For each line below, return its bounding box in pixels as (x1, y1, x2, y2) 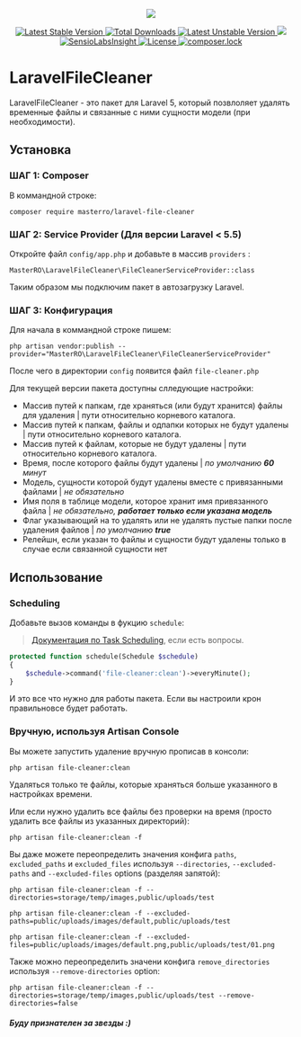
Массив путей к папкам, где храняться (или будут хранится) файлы (22, 400, 283, 411)
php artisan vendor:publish (9, 342, 115, 351)
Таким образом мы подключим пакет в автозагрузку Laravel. (9, 282, 244, 292)
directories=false (9, 998, 78, 1007)
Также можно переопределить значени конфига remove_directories (9, 956, 270, 967)
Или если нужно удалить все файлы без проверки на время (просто (9, 806, 272, 817)
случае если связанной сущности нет (22, 544, 168, 555)
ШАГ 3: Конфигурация (9, 304, 113, 317)
